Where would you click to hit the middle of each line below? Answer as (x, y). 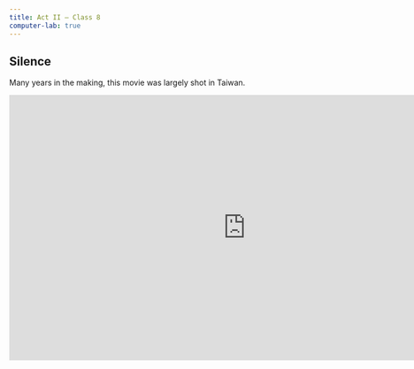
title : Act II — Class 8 (55, 17)
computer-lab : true (45, 26)
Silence (30, 61)
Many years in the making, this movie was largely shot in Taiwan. (127, 83)
